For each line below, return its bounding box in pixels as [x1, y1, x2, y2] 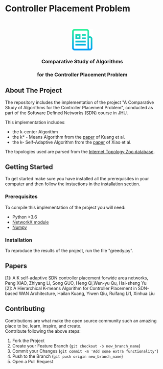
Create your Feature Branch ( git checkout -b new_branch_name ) [12, 343, 141, 348]
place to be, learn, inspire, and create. [5, 323, 82, 329]
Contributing [5, 305, 45, 313]
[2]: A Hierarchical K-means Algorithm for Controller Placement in [5, 285, 137, 291]
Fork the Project [12, 338, 45, 344]
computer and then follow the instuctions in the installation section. [5, 181, 140, 187]
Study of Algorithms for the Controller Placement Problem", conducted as [5, 104, 153, 110]
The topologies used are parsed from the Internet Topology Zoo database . [5, 148, 155, 154]
